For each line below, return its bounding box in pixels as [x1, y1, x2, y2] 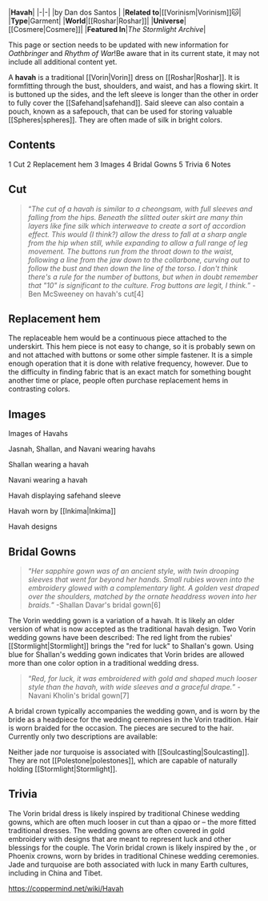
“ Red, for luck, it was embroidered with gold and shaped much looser [27, 674, 258, 683]
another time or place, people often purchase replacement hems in [8, 376, 229, 386]
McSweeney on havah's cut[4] [42, 289, 144, 298]
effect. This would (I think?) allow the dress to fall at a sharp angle [27, 229, 247, 239]
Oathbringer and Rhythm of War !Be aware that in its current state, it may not [8, 49, 260, 58]
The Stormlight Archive [127, 25, 204, 34]
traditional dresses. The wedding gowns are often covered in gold [8, 825, 226, 835]
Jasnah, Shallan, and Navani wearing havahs [8, 444, 156, 454]
